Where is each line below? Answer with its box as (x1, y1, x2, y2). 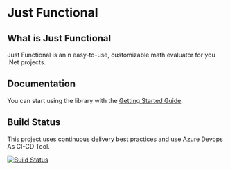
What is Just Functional (7, 32, 112, 44)
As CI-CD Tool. (7, 142, 50, 150)
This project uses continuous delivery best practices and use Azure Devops (7, 135, 223, 143)
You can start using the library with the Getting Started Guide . (7, 96, 184, 104)
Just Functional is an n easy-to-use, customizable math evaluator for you (7, 50, 216, 59)
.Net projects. (7, 58, 46, 66)
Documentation (7, 78, 76, 90)
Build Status (7, 116, 61, 129)
